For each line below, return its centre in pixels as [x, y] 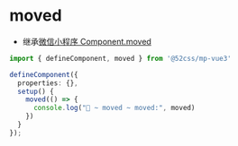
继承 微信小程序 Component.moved [87, 41]
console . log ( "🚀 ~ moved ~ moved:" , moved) [114, 108]
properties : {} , [48, 83]
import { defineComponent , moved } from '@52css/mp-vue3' [120, 58]
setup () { [36, 91]
